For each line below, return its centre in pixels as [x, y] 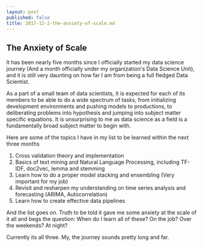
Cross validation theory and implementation [69, 156]
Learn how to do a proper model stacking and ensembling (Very [95, 175]
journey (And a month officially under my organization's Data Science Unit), [101, 69]
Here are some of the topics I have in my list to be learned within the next [98, 138]
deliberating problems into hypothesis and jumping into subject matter [94, 113]
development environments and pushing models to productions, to [89, 106]
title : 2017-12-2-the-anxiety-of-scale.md [61, 23]
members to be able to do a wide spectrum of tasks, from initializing [91, 100]
